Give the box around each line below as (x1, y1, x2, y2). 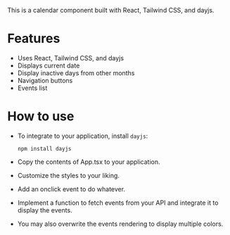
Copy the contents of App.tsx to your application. (17, 158, 160, 166)
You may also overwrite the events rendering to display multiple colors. (17, 220, 224, 228)
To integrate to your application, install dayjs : (17, 132, 148, 140)
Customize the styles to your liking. (17, 171, 120, 179)
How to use (7, 108, 75, 125)
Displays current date (17, 61, 80, 70)
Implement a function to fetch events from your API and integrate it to (17, 198, 219, 207)
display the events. (17, 205, 72, 214)
